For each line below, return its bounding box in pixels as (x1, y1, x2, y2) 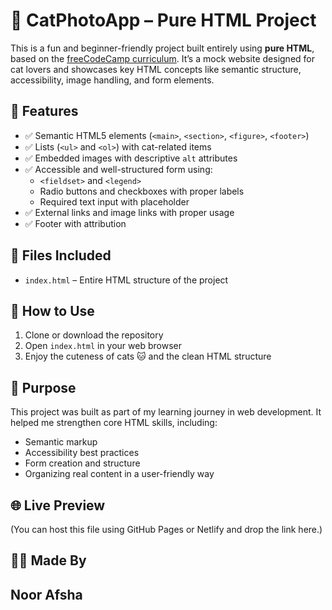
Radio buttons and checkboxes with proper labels (39, 185, 245, 197)
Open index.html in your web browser (24, 340, 182, 352)
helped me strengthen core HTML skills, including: (10, 417, 218, 429)
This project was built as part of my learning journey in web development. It (10, 406, 322, 418)
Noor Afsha (10, 586, 83, 603)
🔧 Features (10, 103, 79, 120)
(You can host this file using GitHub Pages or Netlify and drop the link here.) (10, 524, 323, 535)
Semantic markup (24, 436, 98, 448)
